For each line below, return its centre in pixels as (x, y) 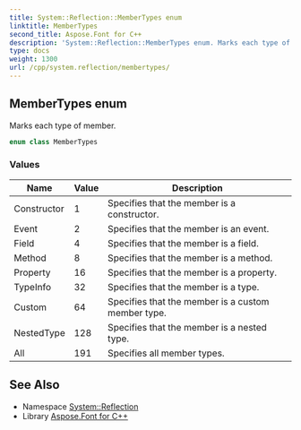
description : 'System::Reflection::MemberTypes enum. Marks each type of (150, 43)
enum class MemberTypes (54, 142)
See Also (34, 385)
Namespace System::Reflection (80, 406)
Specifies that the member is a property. (192, 272)
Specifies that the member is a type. (183, 287)
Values (25, 165)
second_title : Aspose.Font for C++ (76, 34)
